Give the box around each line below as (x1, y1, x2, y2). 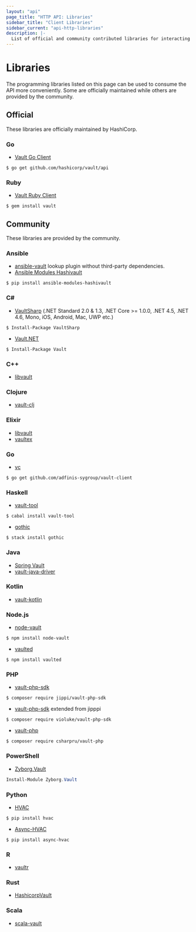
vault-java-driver (14, 568, 56, 575)
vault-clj (14, 401, 35, 408)
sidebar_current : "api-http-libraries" (6, 25, 104, 31)
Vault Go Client (14, 154, 51, 161)
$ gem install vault (6, 203, 57, 209)
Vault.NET (14, 335, 39, 342)
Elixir (6, 416, 21, 424)
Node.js (6, 610, 29, 619)
